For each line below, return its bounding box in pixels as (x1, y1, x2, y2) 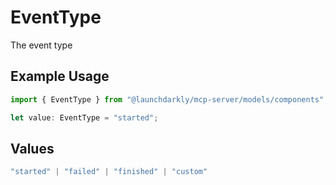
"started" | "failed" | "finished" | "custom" (10, 167, 208, 177)
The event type (10, 39, 73, 51)
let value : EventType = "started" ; (10, 112, 159, 123)
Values (10, 140, 55, 157)
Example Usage (10, 68, 110, 85)
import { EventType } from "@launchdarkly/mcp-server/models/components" (10, 94, 325, 105)
